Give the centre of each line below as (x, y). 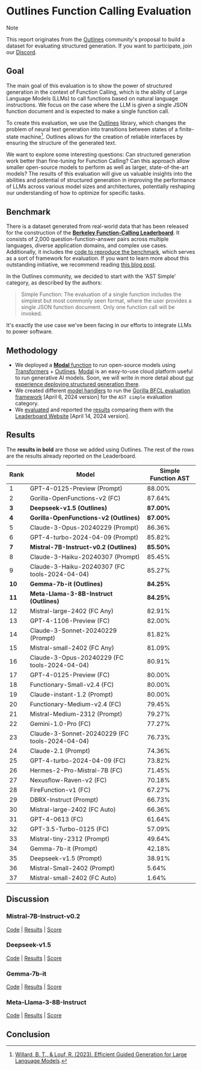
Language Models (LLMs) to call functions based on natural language (92, 98)
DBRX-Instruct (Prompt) (64, 799)
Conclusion (28, 1034)
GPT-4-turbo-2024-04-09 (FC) (78, 760)
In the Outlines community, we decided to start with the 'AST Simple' (91, 276)
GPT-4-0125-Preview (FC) (70, 675)
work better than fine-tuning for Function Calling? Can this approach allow (98, 161)
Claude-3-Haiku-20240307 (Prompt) (85, 556)
